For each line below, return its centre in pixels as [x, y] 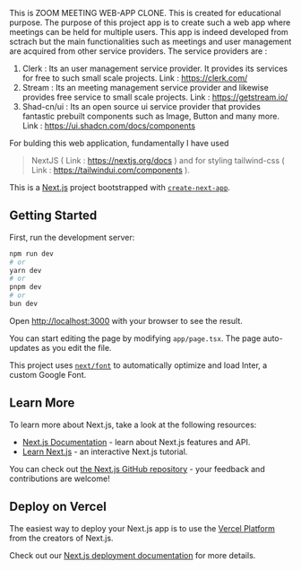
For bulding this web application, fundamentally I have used [119, 143]
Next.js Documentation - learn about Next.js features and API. [136, 442]
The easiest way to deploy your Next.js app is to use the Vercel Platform [142, 528]
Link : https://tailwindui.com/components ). [111, 170]
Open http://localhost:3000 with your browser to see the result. [126, 320]
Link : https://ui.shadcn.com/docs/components [108, 126]
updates [25, 347]
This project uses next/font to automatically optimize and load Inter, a [138, 365]
